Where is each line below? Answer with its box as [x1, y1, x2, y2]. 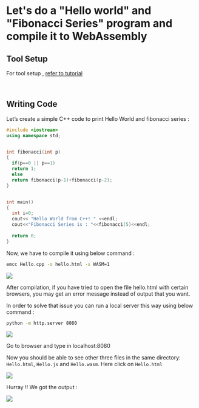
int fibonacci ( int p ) [6, 149, 61, 155]
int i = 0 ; [12, 210, 34, 216]
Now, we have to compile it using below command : [6, 250, 135, 257]
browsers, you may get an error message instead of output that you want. [6, 290, 191, 297]
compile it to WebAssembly [6, 30, 147, 43]
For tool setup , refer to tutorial [6, 70, 83, 76]
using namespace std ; [6, 132, 61, 138]
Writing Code [6, 99, 58, 109]
